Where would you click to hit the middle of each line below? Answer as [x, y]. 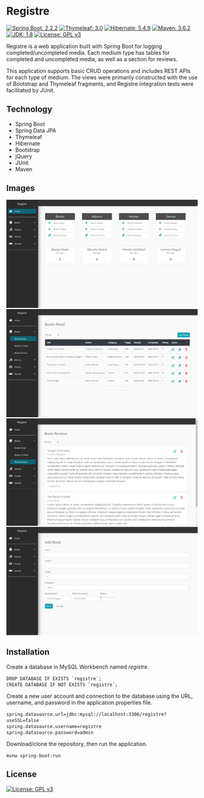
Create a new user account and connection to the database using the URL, [100, 696]
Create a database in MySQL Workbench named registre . [78, 667]
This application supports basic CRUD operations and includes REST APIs [99, 70]
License [22, 775]
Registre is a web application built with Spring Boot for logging [84, 46]
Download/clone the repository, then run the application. [77, 744]
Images [21, 189]
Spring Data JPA [36, 130]
